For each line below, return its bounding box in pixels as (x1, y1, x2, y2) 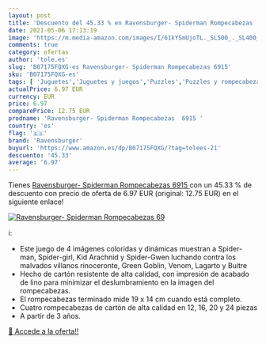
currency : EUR (8, 93, 55, 100)
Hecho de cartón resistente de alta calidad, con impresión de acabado (19, 270, 249, 279)
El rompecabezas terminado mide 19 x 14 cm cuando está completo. (19, 294, 243, 304)
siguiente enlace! (8, 197, 64, 206)
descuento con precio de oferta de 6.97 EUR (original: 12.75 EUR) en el (8, 189, 239, 198)
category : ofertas (8, 48, 69, 56)
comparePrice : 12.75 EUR (8, 108, 90, 115)
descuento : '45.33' (8, 151, 73, 159)
